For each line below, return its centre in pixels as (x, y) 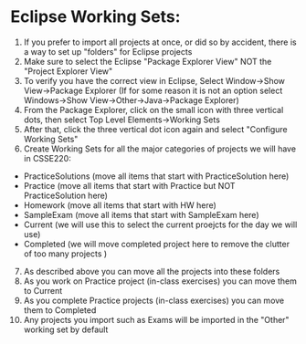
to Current (43, 290)
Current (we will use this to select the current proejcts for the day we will (160, 224)
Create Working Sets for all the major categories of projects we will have (159, 149)
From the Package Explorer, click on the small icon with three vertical (153, 109)
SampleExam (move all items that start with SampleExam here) (141, 214)
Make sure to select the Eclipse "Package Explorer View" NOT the (148, 61)
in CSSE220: (47, 158)
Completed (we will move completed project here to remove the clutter (157, 244)
